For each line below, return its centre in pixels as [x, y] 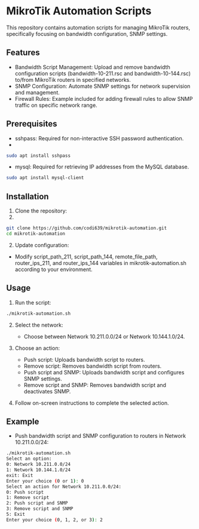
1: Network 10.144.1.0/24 [38, 470]
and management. [37, 92]
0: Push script [25, 492]
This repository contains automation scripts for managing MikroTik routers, [98, 27]
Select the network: [39, 325]
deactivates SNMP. [47, 391]
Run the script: [33, 302]
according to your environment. [53, 269]
